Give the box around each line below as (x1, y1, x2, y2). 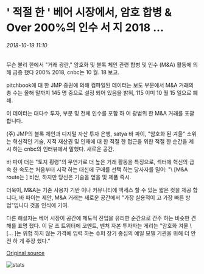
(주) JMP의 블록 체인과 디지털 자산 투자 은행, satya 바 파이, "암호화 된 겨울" (6, 130, 186, 137)
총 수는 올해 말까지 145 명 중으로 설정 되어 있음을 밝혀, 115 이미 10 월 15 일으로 (6, 89, 192, 97)
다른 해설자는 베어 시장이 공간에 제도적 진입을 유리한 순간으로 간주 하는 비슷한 (6, 214, 190, 222)
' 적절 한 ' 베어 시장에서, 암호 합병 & (6, 5, 172, 19)
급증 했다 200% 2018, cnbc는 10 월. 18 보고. (12, 69, 120, 76)
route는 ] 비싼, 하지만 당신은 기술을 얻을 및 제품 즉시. (6, 174, 132, 181)
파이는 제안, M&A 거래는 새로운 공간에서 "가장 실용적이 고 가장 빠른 (25, 194, 185, 201)
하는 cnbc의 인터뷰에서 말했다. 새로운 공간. (12, 145, 114, 152)
